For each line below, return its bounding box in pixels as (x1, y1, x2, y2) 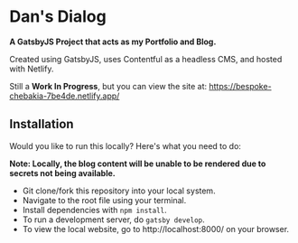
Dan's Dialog (9, 6, 107, 27)
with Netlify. (9, 63, 54, 74)
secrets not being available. (9, 167, 116, 178)
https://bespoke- (209, 80, 273, 91)
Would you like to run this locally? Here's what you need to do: (9, 140, 242, 151)
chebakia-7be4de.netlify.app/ (9, 90, 120, 101)
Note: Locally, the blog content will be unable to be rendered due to (9, 158, 266, 169)
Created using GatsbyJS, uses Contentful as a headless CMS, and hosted (9, 53, 283, 64)
